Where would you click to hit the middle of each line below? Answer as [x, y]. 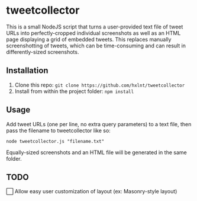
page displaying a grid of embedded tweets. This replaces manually [89, 39]
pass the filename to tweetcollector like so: [58, 130]
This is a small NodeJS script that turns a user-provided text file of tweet [95, 27]
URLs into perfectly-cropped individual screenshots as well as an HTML [93, 33]
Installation [27, 71]
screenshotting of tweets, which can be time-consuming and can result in [96, 46]
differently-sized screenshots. [43, 52]
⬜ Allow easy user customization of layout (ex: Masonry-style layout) [92, 192]
